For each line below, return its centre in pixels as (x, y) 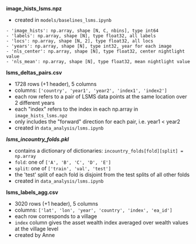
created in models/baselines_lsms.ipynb (63, 20)
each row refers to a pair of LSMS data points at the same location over (101, 96)
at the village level (36, 229)
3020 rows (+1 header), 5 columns (56, 204)
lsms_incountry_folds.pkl (38, 139)
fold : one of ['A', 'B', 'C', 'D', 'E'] (63, 162)
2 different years (35, 103)
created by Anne (35, 235)
